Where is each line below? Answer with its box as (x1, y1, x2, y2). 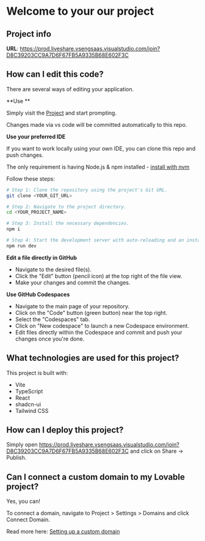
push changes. (6, 151, 44, 159)
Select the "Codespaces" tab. (15, 316, 90, 323)
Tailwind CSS (15, 407, 49, 414)
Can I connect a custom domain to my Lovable (6, 472, 185, 482)
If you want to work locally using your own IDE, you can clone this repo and (6, 145, 196, 152)
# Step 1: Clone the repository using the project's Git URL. (6, 187, 168, 193)
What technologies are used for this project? (6, 353, 179, 363)
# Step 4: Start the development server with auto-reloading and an (6, 237, 184, 243)
